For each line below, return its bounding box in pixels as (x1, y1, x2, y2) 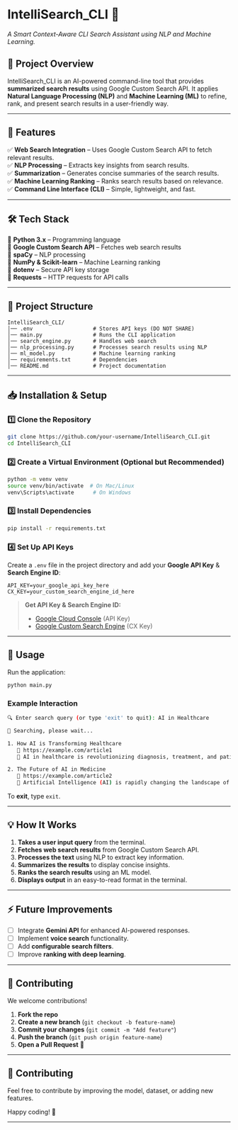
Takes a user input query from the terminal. (17, 837, 147, 846)
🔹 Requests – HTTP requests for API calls (7, 273, 129, 282)
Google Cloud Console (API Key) (35, 614, 130, 623)
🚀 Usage (7, 649, 45, 661)
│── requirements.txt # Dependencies (7, 356, 138, 363)
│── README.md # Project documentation (7, 363, 166, 370)
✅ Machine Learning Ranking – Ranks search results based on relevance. (7, 176, 224, 185)
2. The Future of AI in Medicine (7, 766, 106, 773)
